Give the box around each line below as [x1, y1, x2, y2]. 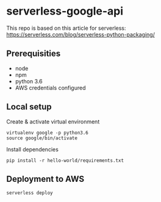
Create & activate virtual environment [6, 117, 100, 125]
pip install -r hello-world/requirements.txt [6, 157, 124, 164]
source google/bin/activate [6, 135, 78, 141]
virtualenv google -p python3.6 [6, 130, 88, 136]
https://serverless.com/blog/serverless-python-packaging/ [6, 30, 156, 38]
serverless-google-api [6, 4, 124, 18]
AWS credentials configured [15, 84, 87, 91]
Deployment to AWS [6, 173, 85, 184]
